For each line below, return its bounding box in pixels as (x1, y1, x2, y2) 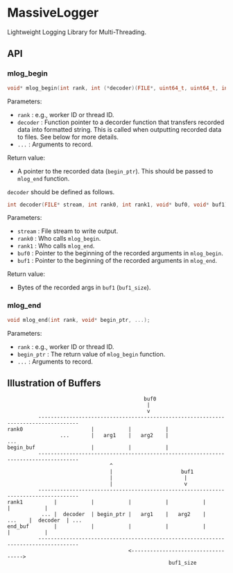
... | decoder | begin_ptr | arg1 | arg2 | (41, 511, 207, 518)
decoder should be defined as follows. (7, 187, 115, 196)
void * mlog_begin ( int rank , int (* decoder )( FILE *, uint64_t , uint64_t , (7, 85, 219, 92)
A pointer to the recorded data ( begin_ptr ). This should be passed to (17, 166, 214, 175)
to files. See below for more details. (17, 132, 119, 141)
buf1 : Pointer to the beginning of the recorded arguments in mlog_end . (17, 257, 217, 265)
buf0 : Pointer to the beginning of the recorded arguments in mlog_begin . (17, 249, 224, 257)
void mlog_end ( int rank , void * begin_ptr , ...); (7, 316, 150, 323)
